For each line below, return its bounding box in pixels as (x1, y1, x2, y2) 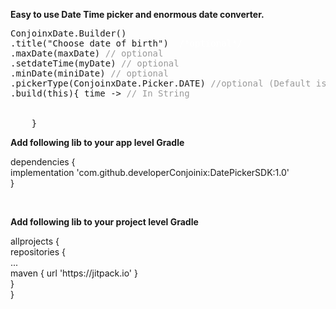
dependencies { (10, 156, 76, 168)
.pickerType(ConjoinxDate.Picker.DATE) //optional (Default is (10, 78, 327, 89)
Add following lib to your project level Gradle (10, 216, 199, 228)
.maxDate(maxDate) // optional (10, 48, 164, 59)
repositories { (10, 246, 67, 258)
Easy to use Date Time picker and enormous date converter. (10, 9, 265, 20)
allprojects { (10, 235, 60, 247)
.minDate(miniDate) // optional (10, 68, 169, 79)
